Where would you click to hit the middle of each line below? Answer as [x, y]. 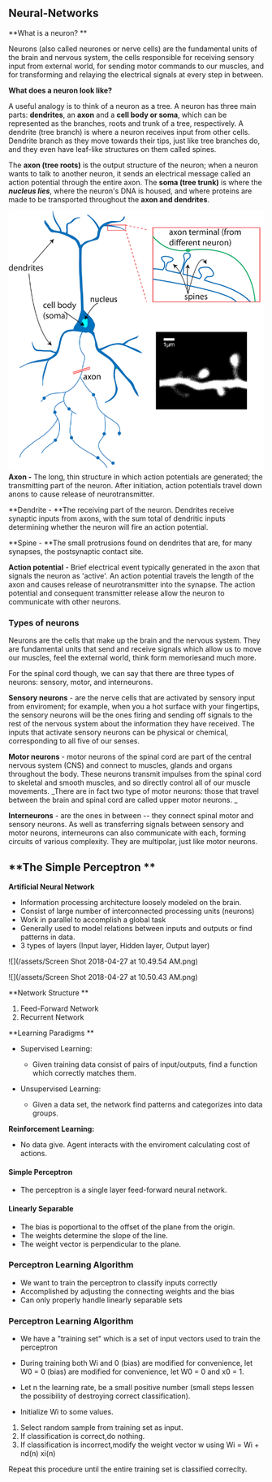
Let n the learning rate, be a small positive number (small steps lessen [137, 1388]
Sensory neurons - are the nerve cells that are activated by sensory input [132, 698]
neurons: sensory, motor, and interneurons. [81, 682]
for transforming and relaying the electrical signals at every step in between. [136, 74]
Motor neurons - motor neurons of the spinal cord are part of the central [130, 757]
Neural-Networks [54, 13]
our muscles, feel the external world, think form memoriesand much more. [133, 658]
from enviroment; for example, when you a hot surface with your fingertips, [134, 707]
